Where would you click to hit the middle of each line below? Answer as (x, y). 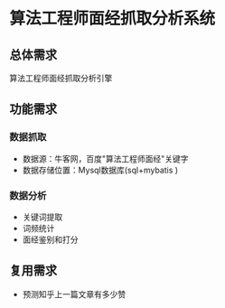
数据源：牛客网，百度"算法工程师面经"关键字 (105, 158)
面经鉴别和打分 (50, 239)
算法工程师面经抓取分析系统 (112, 19)
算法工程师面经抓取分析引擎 (61, 78)
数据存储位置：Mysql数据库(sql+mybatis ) (100, 170)
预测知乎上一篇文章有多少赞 (74, 294)
